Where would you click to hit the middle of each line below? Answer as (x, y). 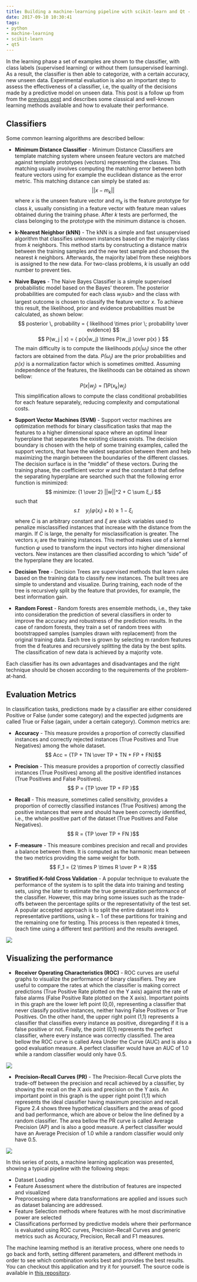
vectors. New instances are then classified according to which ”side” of (101, 554)
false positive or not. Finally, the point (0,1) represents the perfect (94, 1029)
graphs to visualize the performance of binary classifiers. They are (95, 979)
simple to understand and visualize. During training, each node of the (98, 584)
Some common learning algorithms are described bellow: (76, 138)
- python (17, 28)
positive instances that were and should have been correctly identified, (101, 812)
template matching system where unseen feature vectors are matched (100, 156)
